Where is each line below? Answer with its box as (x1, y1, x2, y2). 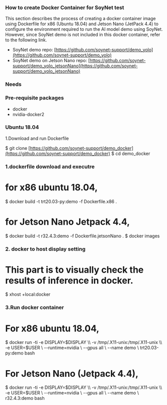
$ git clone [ (5, 145, 30, 151)
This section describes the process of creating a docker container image (5, 16, 156, 22)
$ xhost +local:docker (5, 291, 51, 297)
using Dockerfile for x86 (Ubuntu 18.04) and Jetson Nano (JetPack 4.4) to (5, 21, 158, 27)
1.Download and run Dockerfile (5, 135, 69, 141)
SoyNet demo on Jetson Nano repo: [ (12, 58, 90, 64)
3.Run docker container (5, 304, 64, 311)
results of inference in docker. (5, 275, 133, 286)
